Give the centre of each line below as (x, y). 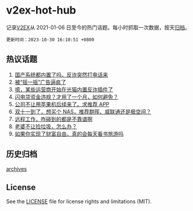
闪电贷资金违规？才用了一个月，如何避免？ (66, 97)
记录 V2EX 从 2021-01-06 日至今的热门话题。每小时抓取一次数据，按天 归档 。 (98, 27)
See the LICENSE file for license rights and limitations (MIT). (79, 202)
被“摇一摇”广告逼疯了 (40, 82)
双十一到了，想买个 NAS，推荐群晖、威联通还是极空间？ (83, 111)
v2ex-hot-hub (41, 10)
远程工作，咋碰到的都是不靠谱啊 (53, 119)
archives (17, 168)
